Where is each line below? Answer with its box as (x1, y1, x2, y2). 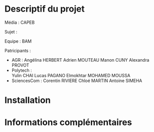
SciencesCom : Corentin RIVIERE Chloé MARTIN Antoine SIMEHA (11, 78, 142, 83)
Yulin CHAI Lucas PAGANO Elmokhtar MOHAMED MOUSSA (11, 72, 131, 78)
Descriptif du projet (4, 3, 85, 15)
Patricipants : (4, 48, 31, 53)
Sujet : (4, 29, 17, 34)
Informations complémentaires (4, 117, 132, 128)
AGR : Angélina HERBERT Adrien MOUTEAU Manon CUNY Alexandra (11, 57, 150, 63)
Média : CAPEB (4, 19, 35, 25)
